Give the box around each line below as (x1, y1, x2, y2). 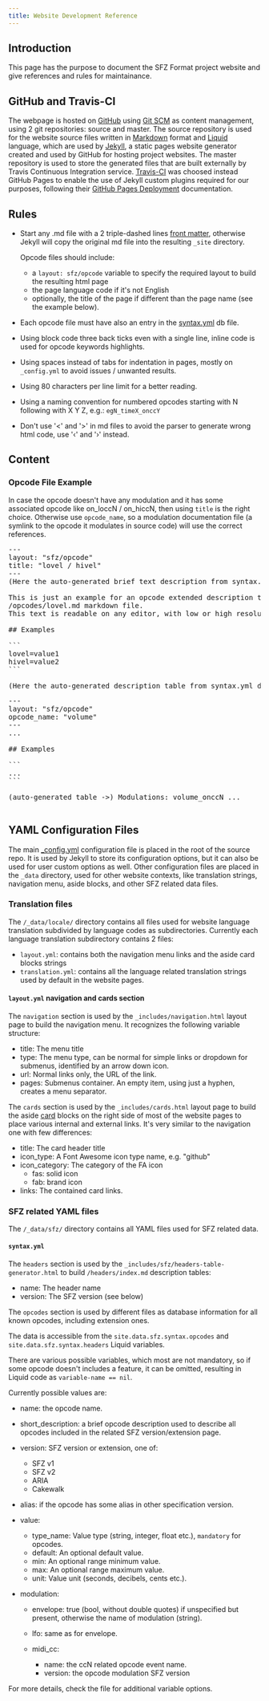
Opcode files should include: (19, 253, 114, 262)
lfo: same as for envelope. (31, 1628, 118, 1638)
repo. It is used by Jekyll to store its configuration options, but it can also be (8, 853, 259, 863)
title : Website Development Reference (8, 11, 138, 20)
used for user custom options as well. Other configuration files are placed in (8, 862, 259, 871)
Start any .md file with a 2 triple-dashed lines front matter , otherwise (19, 229, 246, 238)
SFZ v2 (31, 1467, 56, 1476)
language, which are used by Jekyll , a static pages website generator (8, 141, 238, 151)
